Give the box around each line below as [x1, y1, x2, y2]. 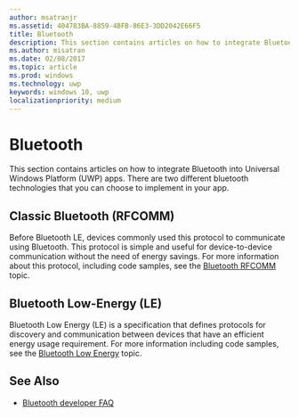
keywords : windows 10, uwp [9, 87, 109, 96]
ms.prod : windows [9, 71, 74, 80]
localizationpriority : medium [9, 95, 122, 105]
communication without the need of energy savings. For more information [9, 251, 279, 262]
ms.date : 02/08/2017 [9, 54, 86, 63]
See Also [9, 373, 60, 388]
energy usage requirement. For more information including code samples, [9, 338, 279, 348]
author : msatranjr [9, 12, 77, 22]
